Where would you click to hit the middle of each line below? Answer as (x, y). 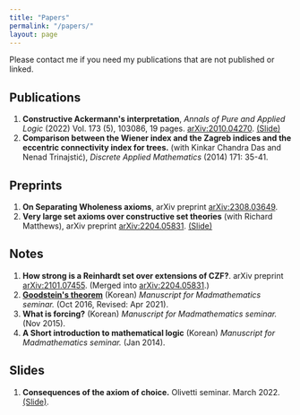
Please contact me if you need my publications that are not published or (142, 60)
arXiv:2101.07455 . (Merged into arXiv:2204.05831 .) (116, 285)
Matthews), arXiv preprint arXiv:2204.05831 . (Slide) (117, 226)
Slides (27, 371)
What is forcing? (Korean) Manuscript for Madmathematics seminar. (150, 314)
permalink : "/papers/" (51, 26)
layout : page (34, 34)
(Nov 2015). (43, 323)
